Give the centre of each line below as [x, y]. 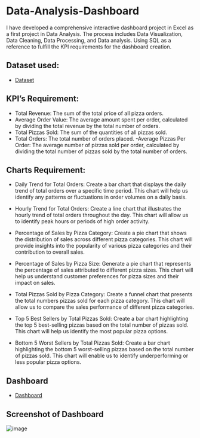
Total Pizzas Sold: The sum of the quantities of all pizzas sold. [91, 132]
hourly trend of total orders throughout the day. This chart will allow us [101, 215]
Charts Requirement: [46, 170]
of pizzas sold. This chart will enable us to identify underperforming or [101, 356]
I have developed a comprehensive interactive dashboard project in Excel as [100, 28]
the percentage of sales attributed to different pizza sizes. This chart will [104, 270]
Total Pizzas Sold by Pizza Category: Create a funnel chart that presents [104, 294]
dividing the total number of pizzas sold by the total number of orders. [101, 151]
